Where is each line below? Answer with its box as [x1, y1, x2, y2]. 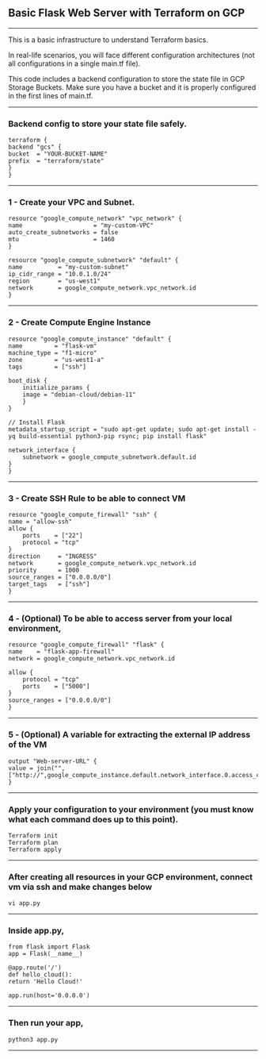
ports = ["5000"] [22, 683, 90, 691]
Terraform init [8, 831, 59, 840]
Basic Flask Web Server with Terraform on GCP [8, 6, 245, 20]
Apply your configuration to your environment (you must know [8, 803, 254, 814]
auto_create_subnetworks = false [8, 229, 119, 237]
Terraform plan [8, 838, 59, 846]
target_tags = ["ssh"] [8, 580, 90, 588]
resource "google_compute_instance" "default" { [8, 335, 172, 343]
